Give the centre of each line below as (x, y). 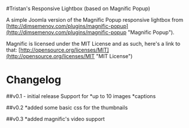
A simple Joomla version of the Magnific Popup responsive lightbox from (95, 20)
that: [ (13, 50)
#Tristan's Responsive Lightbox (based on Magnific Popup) (78, 9)
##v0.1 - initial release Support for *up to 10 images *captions (81, 96)
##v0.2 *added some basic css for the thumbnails (67, 107)
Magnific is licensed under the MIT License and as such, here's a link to (93, 44)
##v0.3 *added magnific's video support (56, 119)
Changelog (34, 80)
